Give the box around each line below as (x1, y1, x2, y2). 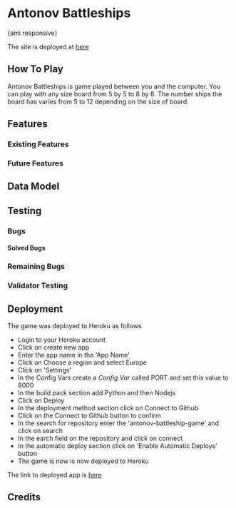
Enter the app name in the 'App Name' (17, 350, 130, 359)
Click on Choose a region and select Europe (17, 358, 148, 367)
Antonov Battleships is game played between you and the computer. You (7, 82, 221, 91)
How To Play (7, 63, 64, 76)
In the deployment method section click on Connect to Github (17, 403, 199, 412)
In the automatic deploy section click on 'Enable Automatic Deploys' (17, 441, 217, 450)
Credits (7, 491, 41, 504)
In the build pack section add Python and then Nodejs (17, 388, 176, 397)
